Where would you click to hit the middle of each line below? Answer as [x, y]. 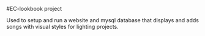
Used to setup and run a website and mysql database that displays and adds [102, 20]
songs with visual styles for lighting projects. [62, 27]
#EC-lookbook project [34, 9]
